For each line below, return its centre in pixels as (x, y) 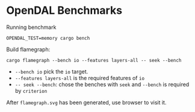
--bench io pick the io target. (51, 71)
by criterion (31, 90)
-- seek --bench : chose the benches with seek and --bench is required (102, 84)
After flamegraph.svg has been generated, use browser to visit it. (86, 102)
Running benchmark (31, 27)
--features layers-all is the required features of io (80, 78)
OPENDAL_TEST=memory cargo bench (48, 38)
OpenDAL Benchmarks (64, 11)
